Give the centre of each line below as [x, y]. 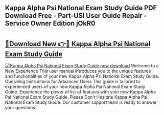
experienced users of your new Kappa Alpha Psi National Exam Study [75, 86]
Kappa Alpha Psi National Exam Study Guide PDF [81, 8]
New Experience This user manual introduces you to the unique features [78, 71]
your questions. [21, 107]
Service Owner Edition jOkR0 [50, 23]
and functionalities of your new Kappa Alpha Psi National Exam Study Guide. [82, 76]
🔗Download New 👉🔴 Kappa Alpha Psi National [78, 44]
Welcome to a [145, 66]
